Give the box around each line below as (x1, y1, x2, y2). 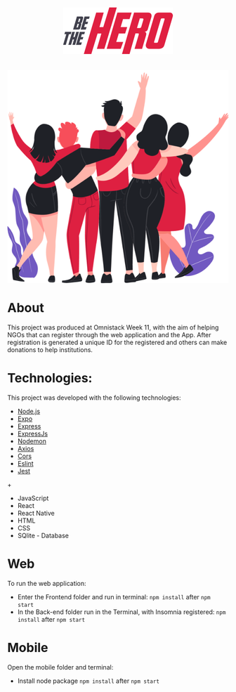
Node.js (17, 407, 41, 415)
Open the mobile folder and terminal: (7, 662, 114, 671)
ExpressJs (17, 429, 48, 438)
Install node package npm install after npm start (17, 677, 160, 685)
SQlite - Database (17, 531, 69, 540)
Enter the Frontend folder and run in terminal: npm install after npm (17, 592, 211, 601)
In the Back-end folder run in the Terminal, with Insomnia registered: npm (17, 608, 226, 616)
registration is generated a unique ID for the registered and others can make (7, 338, 228, 346)
